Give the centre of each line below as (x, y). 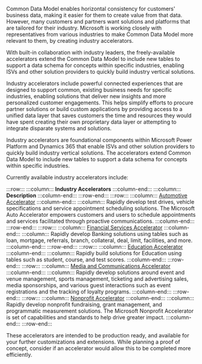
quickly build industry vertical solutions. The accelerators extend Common (99, 153)
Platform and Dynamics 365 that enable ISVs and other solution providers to (100, 146)
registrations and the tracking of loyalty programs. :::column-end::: (89, 292)
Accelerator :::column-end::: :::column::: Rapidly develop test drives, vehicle (100, 202)
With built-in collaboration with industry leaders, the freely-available (91, 53)
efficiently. (19, 355)
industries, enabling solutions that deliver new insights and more (86, 96)
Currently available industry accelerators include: (67, 177)
